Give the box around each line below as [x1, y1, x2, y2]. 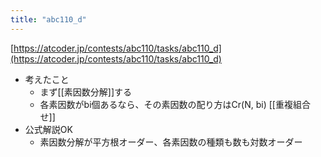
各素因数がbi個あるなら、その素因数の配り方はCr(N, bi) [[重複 [39, 98, 293, 110]
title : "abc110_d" [10, 14, 87, 25]
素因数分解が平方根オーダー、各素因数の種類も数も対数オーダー [39, 136, 303, 148]
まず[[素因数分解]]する [39, 86, 133, 98]
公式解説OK [24, 123, 73, 135]
